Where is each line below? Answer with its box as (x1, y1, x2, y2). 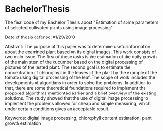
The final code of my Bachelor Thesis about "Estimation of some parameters (5, 19, 159, 25)
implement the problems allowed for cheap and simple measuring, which (5, 100, 151, 106)
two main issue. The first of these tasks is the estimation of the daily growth (5, 54, 157, 59)
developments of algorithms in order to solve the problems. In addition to (5, 79, 151, 86)
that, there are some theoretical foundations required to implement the (5, 85, 146, 91)
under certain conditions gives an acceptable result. (5, 106, 109, 112)
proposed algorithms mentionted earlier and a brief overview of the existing (5, 90, 157, 96)
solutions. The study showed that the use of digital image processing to (5, 95, 148, 101)
